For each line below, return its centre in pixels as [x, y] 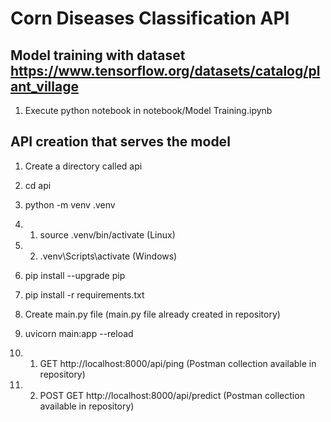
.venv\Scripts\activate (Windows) [108, 256]
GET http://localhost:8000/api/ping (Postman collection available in [178, 363]
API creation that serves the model [120, 142]
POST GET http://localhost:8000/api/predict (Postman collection [172, 395]
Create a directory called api [83, 166]
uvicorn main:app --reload [79, 333]
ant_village [44, 86]
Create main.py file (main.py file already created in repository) [152, 314]
